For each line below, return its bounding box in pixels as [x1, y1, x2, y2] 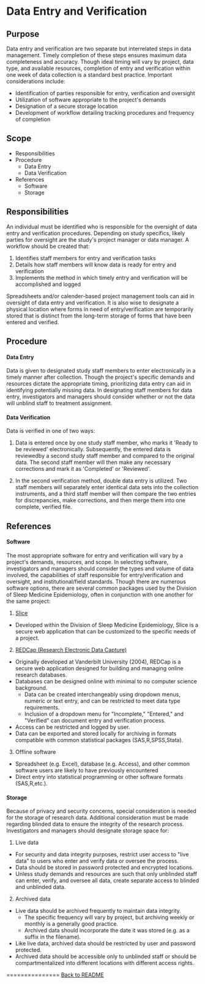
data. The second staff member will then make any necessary [15, 459, 171, 466]
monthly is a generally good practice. [24, 920, 118, 928]
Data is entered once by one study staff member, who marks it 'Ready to [15, 439, 198, 446]
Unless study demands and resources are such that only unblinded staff [15, 870, 198, 878]
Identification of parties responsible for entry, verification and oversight [15, 90, 196, 96]
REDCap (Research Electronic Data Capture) [15, 646, 127, 654]
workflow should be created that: [6, 242, 90, 250]
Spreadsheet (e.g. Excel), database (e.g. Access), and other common [15, 760, 190, 768]
